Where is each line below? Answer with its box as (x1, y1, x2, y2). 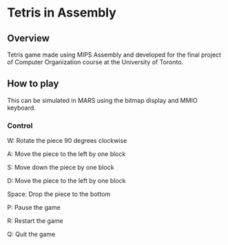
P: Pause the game (7, 204, 61, 212)
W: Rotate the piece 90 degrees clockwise (7, 137, 127, 145)
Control (7, 121, 33, 130)
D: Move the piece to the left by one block (7, 177, 126, 185)
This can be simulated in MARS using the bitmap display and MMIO (7, 96, 198, 104)
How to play (7, 78, 59, 90)
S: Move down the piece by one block (7, 164, 114, 172)
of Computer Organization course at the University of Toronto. (7, 58, 184, 66)
